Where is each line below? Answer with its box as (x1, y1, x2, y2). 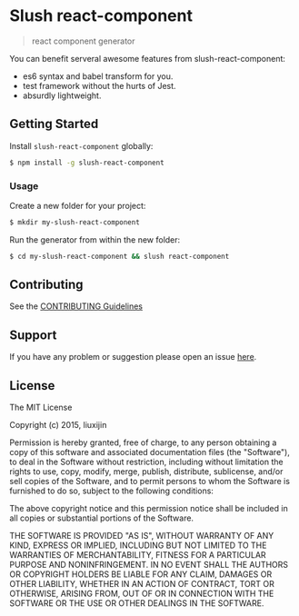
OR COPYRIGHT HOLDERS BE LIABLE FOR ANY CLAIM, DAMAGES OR (9, 569, 273, 580)
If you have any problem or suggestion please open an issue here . (9, 352, 257, 363)
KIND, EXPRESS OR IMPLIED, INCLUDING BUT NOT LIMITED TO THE (9, 540, 267, 551)
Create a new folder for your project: (9, 200, 146, 211)
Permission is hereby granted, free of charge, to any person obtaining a (9, 437, 277, 448)
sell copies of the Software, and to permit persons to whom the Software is (9, 476, 291, 487)
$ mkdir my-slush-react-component (9, 217, 141, 227)
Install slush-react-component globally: (9, 140, 154, 151)
